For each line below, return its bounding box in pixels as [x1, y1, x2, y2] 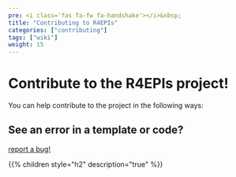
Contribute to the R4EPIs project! [8, 75, 229, 93]
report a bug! [8, 144, 51, 153]
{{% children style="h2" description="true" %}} [8, 159, 163, 169]
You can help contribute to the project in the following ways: [8, 101, 204, 110]
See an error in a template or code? [8, 124, 184, 137]
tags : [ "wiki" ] [8, 33, 58, 42]
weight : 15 [8, 41, 44, 49]
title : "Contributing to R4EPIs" [8, 19, 118, 27]
